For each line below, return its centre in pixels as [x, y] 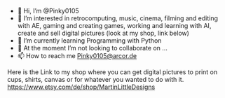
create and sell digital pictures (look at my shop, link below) [103, 33]
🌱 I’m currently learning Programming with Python [89, 41]
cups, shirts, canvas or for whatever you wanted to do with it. [96, 79]
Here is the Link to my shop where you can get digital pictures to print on [112, 72]
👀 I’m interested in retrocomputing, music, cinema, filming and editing [118, 18]
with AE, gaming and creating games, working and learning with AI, [114, 26]
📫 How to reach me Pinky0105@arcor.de [77, 56]
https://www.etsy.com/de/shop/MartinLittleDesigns [81, 87]
